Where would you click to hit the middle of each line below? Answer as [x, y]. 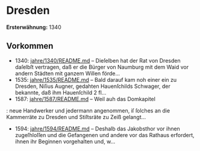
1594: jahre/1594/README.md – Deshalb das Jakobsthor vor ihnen [98, 128]
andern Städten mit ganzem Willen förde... [67, 73]
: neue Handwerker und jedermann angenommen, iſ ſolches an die [88, 110]
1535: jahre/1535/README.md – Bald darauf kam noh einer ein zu [95, 79]
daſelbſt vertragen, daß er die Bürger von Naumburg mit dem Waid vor [102, 67]
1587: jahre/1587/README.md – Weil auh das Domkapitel [85, 99]
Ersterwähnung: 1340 [34, 27]
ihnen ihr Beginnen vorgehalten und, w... [65, 141]
